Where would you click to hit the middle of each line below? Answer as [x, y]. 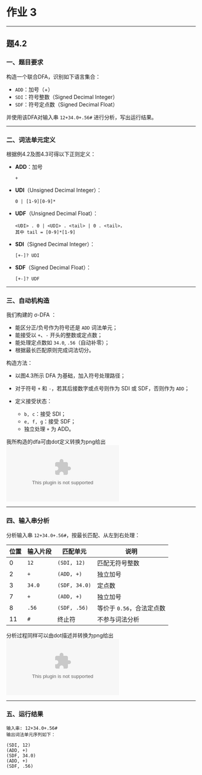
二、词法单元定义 [31, 140]
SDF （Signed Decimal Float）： [53, 267]
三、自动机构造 [28, 300]
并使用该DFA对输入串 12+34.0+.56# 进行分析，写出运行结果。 [82, 117]
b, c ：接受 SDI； [45, 414]
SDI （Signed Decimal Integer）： [55, 244]
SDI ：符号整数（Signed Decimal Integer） [66, 97]
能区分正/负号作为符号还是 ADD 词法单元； [66, 327]
